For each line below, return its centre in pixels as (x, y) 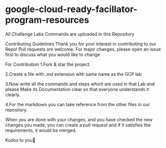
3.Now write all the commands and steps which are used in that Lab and (80, 84)
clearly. (13, 94)
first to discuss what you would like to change (53, 55)
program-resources (47, 20)
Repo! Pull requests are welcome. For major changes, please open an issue (83, 49)
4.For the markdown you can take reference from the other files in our (77, 104)
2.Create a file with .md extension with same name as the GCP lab (73, 74)
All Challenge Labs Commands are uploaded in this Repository (70, 34)
